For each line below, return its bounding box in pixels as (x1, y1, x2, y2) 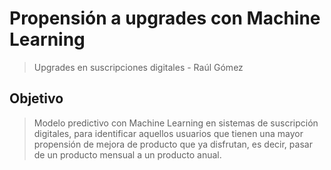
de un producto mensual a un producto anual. (33, 148, 222, 161)
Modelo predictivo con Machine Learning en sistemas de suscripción (33, 117, 319, 129)
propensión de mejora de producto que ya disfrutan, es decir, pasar (33, 138, 313, 150)
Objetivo (9, 90, 64, 107)
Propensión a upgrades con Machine (9, 7, 321, 30)
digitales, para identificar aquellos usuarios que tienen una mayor (33, 127, 304, 139)
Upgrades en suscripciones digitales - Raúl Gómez (33, 61, 244, 73)
